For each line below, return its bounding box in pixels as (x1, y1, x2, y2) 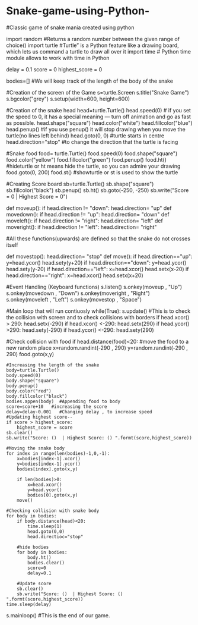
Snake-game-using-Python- (6, 4, 150, 18)
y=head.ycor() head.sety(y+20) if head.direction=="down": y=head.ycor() (6, 259, 187, 266)
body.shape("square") (6, 378, 60, 384)
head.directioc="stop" (27, 533, 84, 539)
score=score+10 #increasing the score (6, 403, 108, 410)
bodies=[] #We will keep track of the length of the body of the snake (6, 77, 174, 84)
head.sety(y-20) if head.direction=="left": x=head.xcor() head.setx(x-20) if (6, 265, 189, 272)
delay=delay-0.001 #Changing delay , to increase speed (6, 409, 152, 414)
